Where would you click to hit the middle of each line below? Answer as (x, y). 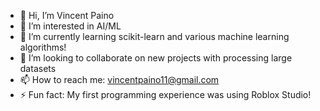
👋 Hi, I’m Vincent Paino (67, 15)
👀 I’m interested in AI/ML (70, 26)
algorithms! (43, 47)
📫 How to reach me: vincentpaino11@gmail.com (119, 79)
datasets (38, 68)
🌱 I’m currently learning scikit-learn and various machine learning (154, 36)
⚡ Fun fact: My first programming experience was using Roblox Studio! (165, 94)
